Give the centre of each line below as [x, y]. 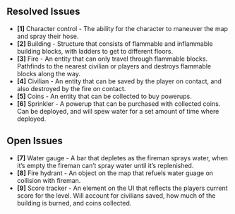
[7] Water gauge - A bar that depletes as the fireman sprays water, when [122, 157]
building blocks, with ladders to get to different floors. [95, 51]
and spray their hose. [48, 36]
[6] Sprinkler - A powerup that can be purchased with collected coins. [119, 103]
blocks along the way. [48, 73]
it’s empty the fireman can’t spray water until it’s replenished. [105, 165]
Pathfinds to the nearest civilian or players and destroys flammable [114, 66]
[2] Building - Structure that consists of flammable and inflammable [115, 43]
